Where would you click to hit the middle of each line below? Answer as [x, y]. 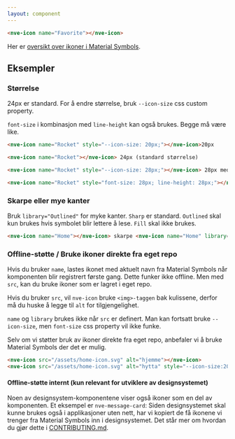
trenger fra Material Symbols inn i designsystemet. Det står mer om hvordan [116, 420]
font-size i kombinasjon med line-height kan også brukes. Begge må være [117, 125]
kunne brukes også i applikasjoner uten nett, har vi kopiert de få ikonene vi [115, 413]
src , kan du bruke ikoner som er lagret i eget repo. [80, 284]
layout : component [34, 14]
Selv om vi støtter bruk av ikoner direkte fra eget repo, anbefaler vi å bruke [115, 340]
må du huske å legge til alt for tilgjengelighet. [73, 305]
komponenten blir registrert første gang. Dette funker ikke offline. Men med [115, 277]
